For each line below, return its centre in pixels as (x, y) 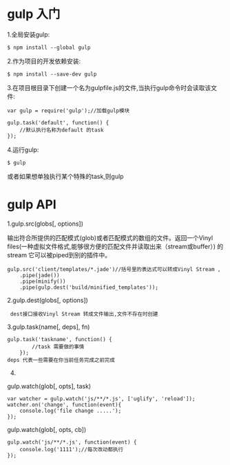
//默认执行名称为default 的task (62, 130)
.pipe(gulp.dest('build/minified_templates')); (89, 287)
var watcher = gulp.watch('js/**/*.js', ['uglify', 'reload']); (101, 399)
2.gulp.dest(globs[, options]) (48, 300)
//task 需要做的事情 (58, 347)
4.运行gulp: (23, 149)
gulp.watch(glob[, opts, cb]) (47, 429)
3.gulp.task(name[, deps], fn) (49, 327)
